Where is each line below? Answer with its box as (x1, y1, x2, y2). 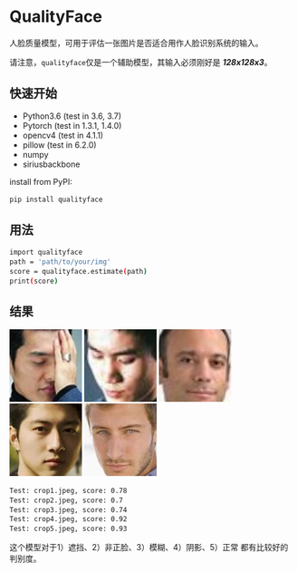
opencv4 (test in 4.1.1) (22, 130, 104, 141)
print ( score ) (9, 276, 59, 286)
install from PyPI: (9, 176, 72, 187)
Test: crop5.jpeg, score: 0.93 (9, 524, 128, 534)
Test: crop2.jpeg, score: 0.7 (9, 496, 124, 505)
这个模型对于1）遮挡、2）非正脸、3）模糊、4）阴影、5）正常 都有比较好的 (9, 542, 289, 553)
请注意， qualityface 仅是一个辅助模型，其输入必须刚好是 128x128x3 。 (9, 56, 273, 67)
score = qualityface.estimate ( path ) (9, 267, 148, 276)
